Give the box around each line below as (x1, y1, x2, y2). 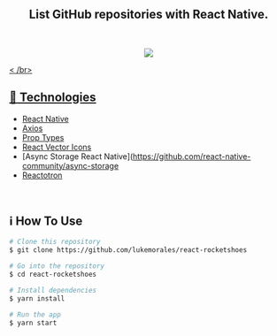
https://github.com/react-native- (132, 150, 251, 162)
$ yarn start (9, 318, 58, 327)
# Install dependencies (9, 286, 97, 294)
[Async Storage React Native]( (21, 150, 134, 162)
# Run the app (9, 309, 62, 319)
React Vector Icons (21, 141, 92, 152)
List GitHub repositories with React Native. (28, 7, 269, 22)
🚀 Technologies (9, 90, 96, 105)
